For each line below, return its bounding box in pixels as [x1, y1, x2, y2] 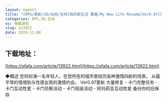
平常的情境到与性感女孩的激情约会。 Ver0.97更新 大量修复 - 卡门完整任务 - [5, 79, 158, 85]
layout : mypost [5, 7, 37, 12]
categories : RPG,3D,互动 [5, 16, 55, 21]
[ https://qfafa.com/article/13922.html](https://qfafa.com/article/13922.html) [5, 63, 160, 69]
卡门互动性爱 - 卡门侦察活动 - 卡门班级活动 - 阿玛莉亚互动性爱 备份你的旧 [5, 85, 155, 91]
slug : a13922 [5, 26, 32, 31]
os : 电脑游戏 [5, 21, 29, 26]
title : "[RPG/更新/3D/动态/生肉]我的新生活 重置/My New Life [5, 12, 125, 17]
